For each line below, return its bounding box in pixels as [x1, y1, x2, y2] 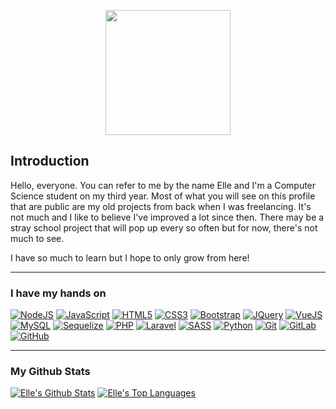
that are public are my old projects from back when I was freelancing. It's [10, 200, 312, 212]
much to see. [10, 232, 65, 244]
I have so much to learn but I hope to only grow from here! [10, 251, 250, 264]
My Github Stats [10, 365, 91, 379]
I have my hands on [10, 286, 107, 300]
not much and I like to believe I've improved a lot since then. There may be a [10, 211, 325, 223]
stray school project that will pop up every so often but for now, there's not [10, 221, 318, 234]
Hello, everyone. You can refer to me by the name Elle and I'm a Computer [10, 179, 317, 191]
